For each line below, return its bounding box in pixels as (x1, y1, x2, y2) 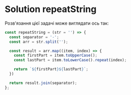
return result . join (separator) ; (9, 80, 78, 85)
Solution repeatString (5, 4, 97, 15)
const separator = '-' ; (9, 34, 59, 40)
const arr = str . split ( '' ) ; (9, 39, 69, 44)
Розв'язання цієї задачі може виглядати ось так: (5, 20, 109, 26)
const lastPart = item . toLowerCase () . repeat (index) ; (14, 58, 127, 63)
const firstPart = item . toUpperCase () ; (14, 53, 98, 58)
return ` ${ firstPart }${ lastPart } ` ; (14, 67, 89, 72)
